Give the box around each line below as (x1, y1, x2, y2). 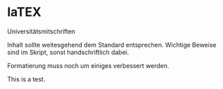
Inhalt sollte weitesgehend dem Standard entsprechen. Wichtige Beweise (7, 40, 217, 49)
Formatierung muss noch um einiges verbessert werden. (7, 61, 170, 70)
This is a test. (7, 74, 46, 83)
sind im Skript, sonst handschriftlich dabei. (7, 48, 130, 56)
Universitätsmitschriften (7, 27, 76, 35)
